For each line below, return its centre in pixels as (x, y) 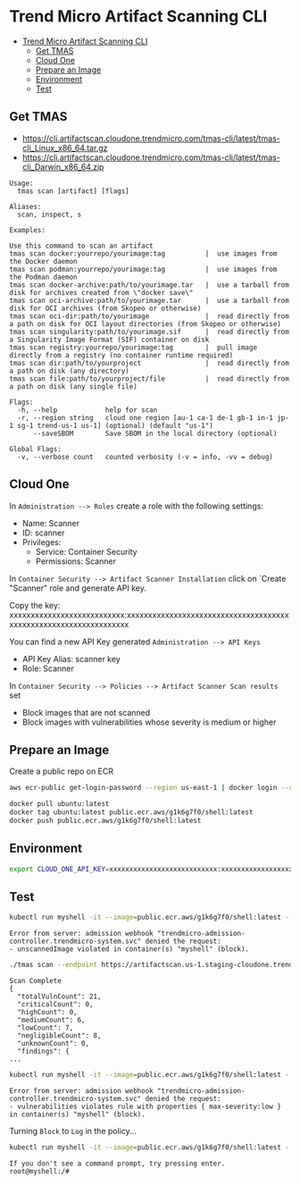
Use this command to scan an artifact (81, 246)
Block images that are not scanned (86, 712)
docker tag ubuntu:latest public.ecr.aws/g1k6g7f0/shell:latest (131, 812)
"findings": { (43, 1052)
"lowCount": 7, (46, 1028)
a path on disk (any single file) (74, 386)
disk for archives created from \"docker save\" (101, 292)
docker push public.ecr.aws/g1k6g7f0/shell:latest (105, 820)
